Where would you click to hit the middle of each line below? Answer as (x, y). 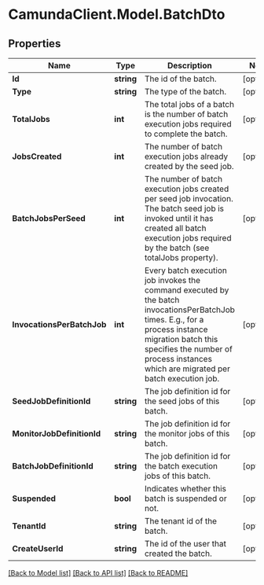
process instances (178, 359)
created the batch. (178, 554)
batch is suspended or (185, 499)
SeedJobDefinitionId (51, 401)
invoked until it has (179, 218)
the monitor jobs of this (187, 434)
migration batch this (181, 339)
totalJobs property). (181, 258)
